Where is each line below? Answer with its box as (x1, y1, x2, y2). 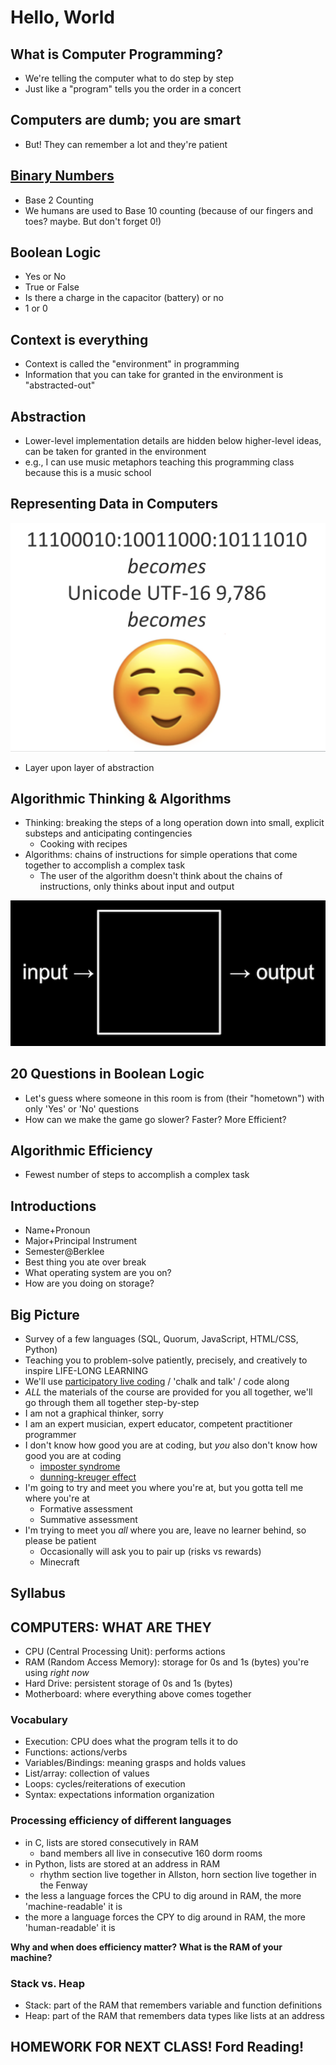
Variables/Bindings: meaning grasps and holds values (24, 1757, 247, 1769)
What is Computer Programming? (10, 46, 223, 63)
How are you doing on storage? (24, 1277, 155, 1290)
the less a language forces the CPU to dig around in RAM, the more (24, 1889, 302, 1901)
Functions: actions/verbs (24, 1746, 128, 1758)
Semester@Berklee (24, 1246, 105, 1258)
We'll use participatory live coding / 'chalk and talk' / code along (24, 1375, 290, 1387)
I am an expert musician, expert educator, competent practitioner (24, 1417, 293, 1430)
